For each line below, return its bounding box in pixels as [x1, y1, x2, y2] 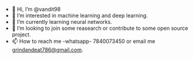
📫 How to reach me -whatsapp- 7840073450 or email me [11, 38, 155, 45]
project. [11, 31, 31, 38]
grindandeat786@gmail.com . [11, 46, 84, 53]
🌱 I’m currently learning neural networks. [11, 18, 112, 25]
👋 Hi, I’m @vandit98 [11, 6, 61, 13]
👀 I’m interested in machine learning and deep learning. [11, 12, 148, 19]
